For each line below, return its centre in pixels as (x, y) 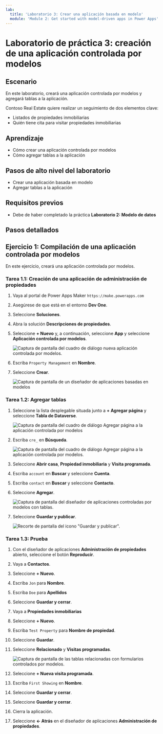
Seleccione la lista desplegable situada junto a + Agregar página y (80, 410)
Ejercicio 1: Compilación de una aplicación (71, 247)
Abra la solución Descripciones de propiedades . (62, 324)
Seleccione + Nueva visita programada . (53, 673)
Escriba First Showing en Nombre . (48, 683)
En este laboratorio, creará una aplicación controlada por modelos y (74, 93)
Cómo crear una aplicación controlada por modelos (64, 150)
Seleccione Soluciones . (37, 315)
